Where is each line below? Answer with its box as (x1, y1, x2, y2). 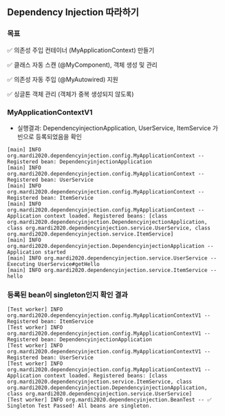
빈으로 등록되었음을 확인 (17, 132, 83, 141)
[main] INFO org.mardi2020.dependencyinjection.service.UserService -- (7, 254, 217, 262)
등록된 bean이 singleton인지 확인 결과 (7, 290, 129, 300)
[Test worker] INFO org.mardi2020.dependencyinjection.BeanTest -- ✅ (7, 397, 212, 404)
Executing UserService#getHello (7, 260, 100, 267)
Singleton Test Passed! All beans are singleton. (7, 402, 153, 410)
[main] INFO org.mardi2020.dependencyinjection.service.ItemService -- (7, 267, 217, 273)
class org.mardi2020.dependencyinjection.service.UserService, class (7, 225, 211, 231)
